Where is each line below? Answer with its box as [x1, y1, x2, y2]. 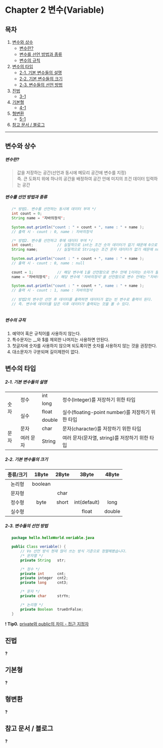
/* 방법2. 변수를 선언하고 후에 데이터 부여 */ [11, 238, 93, 243]
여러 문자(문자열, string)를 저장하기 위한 [62, 434, 149, 441]
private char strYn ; [20, 593, 70, 599]
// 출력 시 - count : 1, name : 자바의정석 [11, 288, 93, 293]
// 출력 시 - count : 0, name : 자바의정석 [11, 229, 93, 234]
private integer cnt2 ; [20, 576, 68, 581]
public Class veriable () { [11, 544, 66, 549]
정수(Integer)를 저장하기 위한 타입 [62, 396, 136, 403]
